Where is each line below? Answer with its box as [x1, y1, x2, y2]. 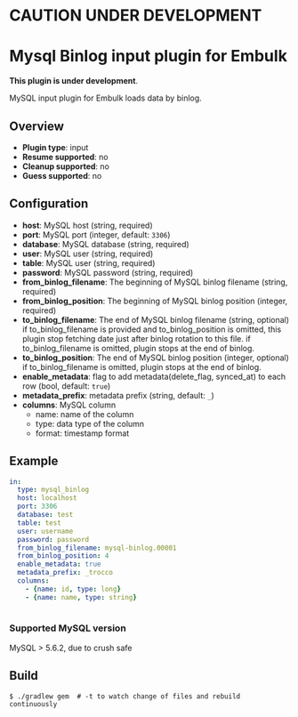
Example [9, 454, 59, 469]
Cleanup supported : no [21, 161, 109, 172]
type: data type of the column [35, 418, 145, 429]
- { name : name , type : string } [25, 592, 138, 601]
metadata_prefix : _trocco [17, 568, 114, 577]
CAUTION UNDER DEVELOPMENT [9, 5, 262, 26]
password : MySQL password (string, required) [21, 267, 194, 278]
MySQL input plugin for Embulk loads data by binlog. [9, 93, 202, 103]
